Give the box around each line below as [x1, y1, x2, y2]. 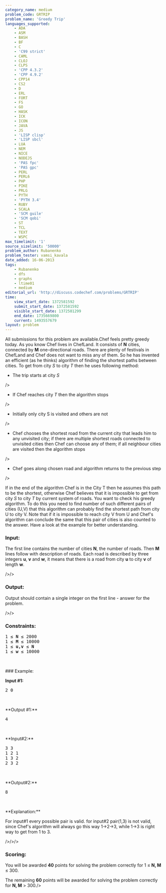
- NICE [14, 151, 28, 156]
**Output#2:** [5, 780, 37, 786]
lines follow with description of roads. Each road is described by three [5, 551, 149, 557]
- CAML [14, 53, 28, 59]
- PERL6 [14, 174, 30, 179]
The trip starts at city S [12, 372, 60, 378]
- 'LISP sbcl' [14, 137, 43, 142]
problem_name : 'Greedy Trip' [5, 16, 66, 21]
